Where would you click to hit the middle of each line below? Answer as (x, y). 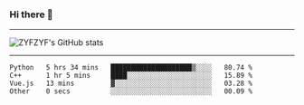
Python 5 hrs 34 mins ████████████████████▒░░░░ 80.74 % (131, 68)
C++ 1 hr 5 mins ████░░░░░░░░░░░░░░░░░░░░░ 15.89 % (131, 76)
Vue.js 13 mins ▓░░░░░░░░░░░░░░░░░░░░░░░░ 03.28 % (131, 84)
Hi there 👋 (32, 14)
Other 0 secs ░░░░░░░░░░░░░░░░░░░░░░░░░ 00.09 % (131, 91)
